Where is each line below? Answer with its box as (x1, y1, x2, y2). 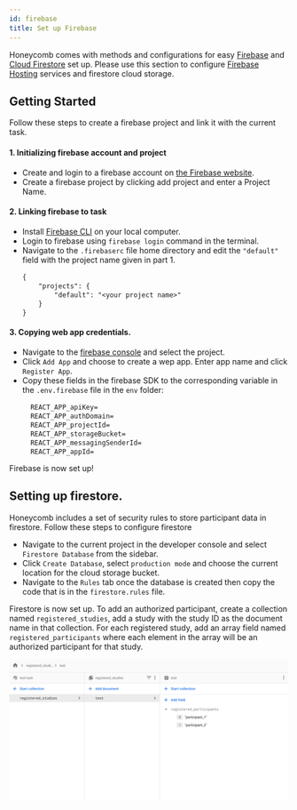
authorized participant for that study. (9, 641, 144, 652)
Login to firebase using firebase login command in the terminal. (21, 236, 260, 246)
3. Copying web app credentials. (9, 327, 131, 338)
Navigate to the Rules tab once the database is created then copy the (21, 576, 276, 587)
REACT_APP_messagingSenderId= (30, 438, 142, 447)
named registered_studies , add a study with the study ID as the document (9, 613, 284, 623)
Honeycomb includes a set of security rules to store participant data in (9, 512, 267, 523)
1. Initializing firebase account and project (9, 147, 167, 157)
